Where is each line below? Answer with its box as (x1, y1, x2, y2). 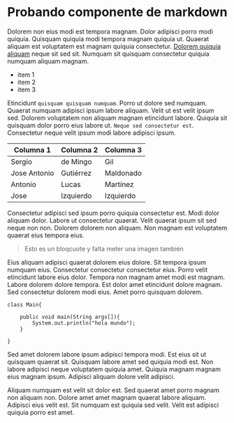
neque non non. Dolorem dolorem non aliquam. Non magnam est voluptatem (7, 223, 228, 232)
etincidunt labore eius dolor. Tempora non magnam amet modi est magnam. (7, 273, 225, 281)
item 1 (17, 70, 35, 79)
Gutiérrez (60, 168, 92, 178)
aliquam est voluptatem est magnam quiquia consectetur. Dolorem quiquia (7, 42, 221, 50)
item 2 (17, 77, 36, 86)
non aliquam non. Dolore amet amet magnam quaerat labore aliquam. (7, 393, 206, 401)
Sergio (10, 156, 33, 166)
